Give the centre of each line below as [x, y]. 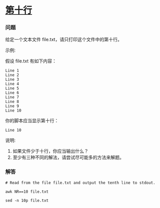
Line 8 [12, 102]
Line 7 [12, 97]
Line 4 [12, 84]
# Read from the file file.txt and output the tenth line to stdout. [81, 183]
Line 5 [12, 89]
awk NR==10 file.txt [27, 192]
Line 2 [12, 75]
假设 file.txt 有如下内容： [31, 61]
